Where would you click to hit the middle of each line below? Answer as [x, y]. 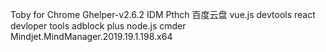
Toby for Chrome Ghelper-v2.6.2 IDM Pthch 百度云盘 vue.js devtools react [163, 14]
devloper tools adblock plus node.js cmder [98, 26]
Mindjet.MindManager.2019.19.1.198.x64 [91, 36]
